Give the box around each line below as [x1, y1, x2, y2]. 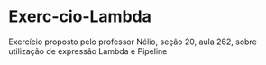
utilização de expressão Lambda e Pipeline [8, 45, 168, 56]
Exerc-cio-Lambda [8, 6, 152, 27]
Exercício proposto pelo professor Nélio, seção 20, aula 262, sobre [8, 36, 258, 47]
